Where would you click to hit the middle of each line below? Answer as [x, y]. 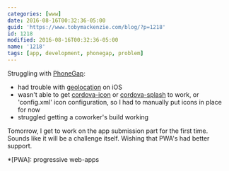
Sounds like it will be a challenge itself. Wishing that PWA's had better [108, 138]
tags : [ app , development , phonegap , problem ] [75, 54]
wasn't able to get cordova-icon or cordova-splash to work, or [108, 94]
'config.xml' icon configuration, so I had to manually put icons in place [120, 102]
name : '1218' [27, 47]
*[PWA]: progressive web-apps [53, 159]
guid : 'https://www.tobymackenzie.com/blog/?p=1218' [87, 27]
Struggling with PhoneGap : [47, 73]
